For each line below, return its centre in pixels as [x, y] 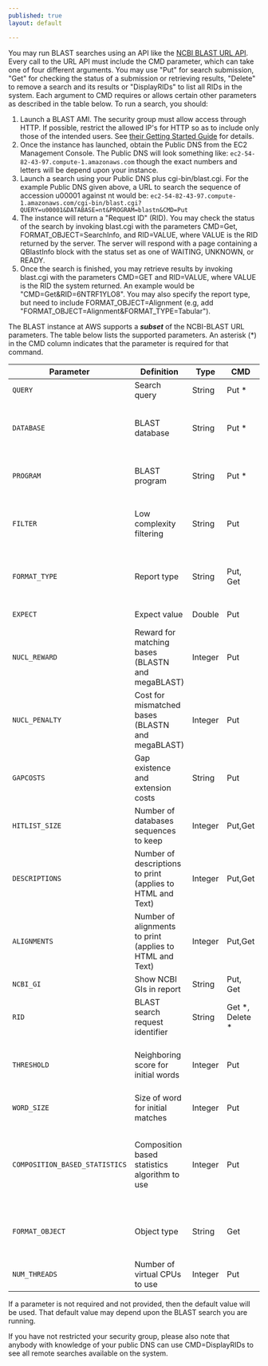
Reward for [155, 632]
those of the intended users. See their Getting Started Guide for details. [137, 136]
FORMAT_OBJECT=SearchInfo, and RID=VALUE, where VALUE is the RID [139, 234]
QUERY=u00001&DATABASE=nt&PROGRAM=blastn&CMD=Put [104, 210]
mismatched [158, 705]
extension [153, 788]
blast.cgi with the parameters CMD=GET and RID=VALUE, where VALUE [138, 277]
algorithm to [157, 1175]
